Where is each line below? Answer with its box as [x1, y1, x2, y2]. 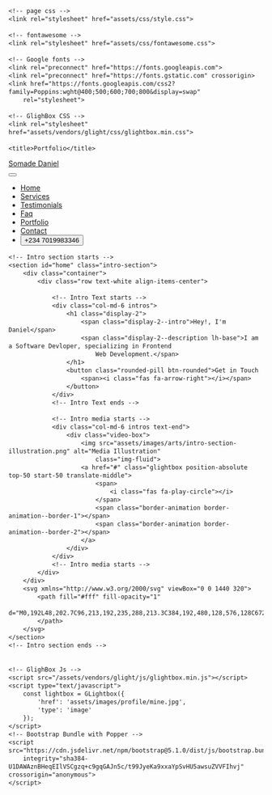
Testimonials [19, 201, 63, 209]
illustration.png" [8, 447, 70, 455]
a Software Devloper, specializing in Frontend [8, 342, 172, 350]
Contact [19, 226, 47, 235]
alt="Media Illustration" [73, 447, 161, 455]
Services [19, 192, 50, 201]
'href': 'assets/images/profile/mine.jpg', [37, 698, 186, 706]
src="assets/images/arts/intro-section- [98, 439, 237, 447]
